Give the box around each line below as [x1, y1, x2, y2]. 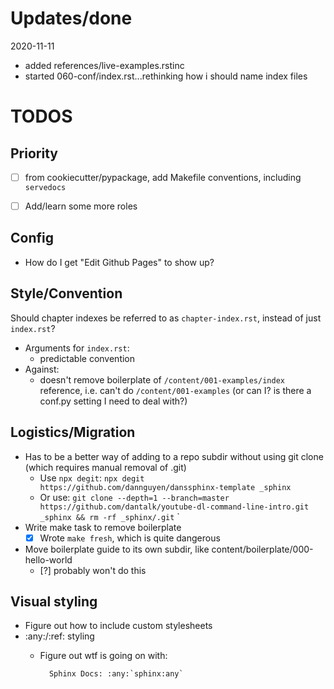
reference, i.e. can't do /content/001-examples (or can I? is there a [39, 384, 312, 396]
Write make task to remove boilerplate [24, 521, 182, 533]
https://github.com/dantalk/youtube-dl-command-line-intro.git [39, 502, 310, 512]
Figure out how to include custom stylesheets [24, 620, 213, 632]
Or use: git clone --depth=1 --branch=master [39, 491, 230, 503]
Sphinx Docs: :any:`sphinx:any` [48, 669, 184, 679]
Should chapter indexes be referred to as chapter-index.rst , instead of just [10, 312, 322, 324]
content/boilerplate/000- [211, 543, 314, 555]
